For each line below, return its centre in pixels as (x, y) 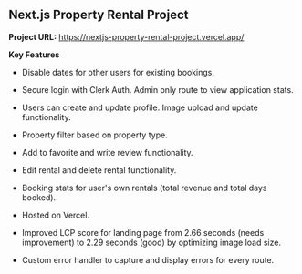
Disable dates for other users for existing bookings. (118, 72)
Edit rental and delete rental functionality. (99, 170)
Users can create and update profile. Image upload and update (140, 107)
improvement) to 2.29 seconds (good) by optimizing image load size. (151, 242)
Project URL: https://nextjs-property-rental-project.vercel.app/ (126, 36)
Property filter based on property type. (94, 135)
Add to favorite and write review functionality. (107, 152)
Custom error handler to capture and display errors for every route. (148, 259)
